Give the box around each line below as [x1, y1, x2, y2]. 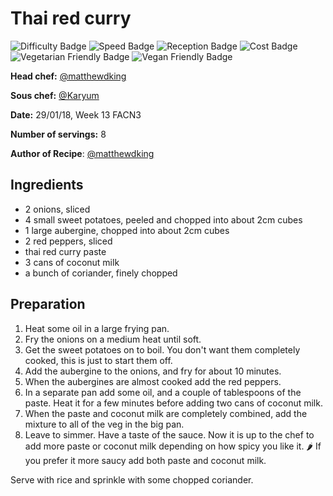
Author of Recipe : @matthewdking [10, 147, 155, 159]
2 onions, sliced [24, 203, 91, 215]
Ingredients [10, 177, 84, 194]
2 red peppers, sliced [24, 235, 113, 247]
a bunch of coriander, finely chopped [24, 267, 178, 279]
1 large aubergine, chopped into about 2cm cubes [24, 224, 230, 236]
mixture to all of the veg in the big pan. [24, 418, 185, 430]
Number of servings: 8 [10, 128, 107, 140]
